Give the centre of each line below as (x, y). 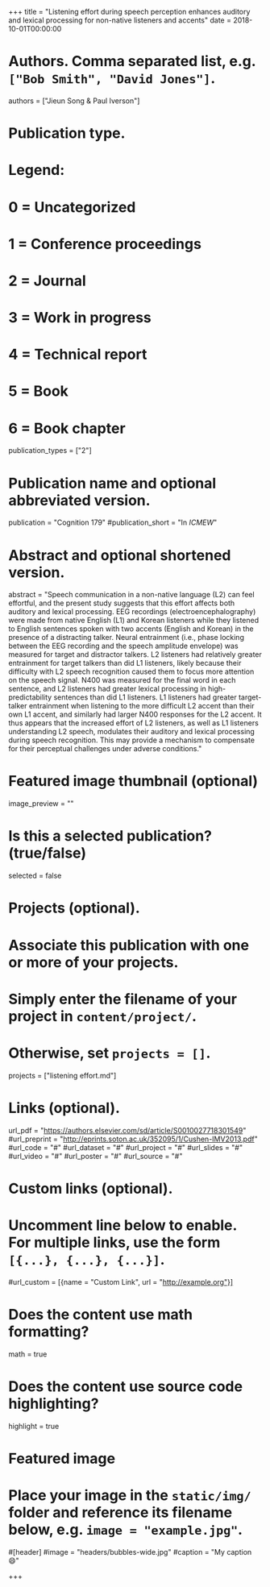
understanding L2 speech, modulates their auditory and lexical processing (132, 732)
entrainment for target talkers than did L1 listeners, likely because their (125, 663)
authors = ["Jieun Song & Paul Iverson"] (74, 101)
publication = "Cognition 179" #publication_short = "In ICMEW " (113, 522)
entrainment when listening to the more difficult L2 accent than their (141, 706)
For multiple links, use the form (114, 1242)
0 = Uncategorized (72, 207)
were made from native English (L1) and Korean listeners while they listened (134, 621)
